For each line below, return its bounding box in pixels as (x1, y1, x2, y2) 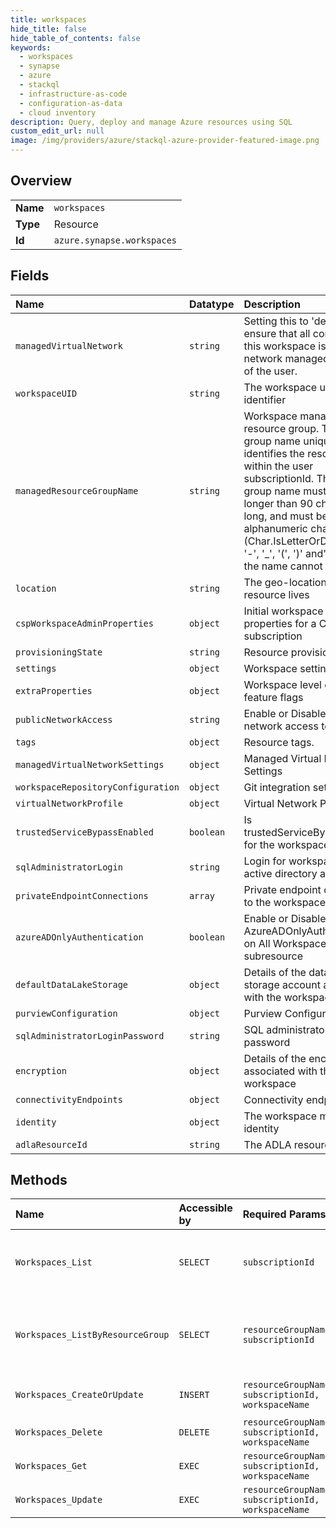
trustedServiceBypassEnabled (15, 826, 154, 838)
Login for (243, 854, 287, 868)
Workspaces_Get (15, 1461, 88, 1472)
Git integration (243, 780, 311, 794)
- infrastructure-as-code (19, 89, 128, 99)
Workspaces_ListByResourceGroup (15, 1329, 170, 1341)
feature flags (243, 690, 304, 704)
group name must (243, 484, 327, 498)
